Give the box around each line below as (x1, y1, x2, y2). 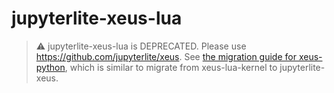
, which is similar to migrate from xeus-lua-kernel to (64, 61, 278, 73)
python (35, 61, 66, 73)
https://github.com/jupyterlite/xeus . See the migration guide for (35, 50, 297, 62)
